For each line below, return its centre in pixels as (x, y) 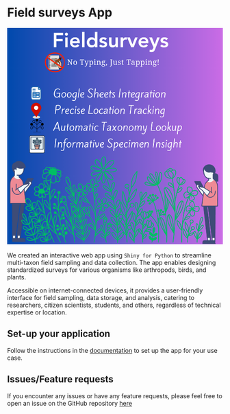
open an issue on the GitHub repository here (69, 403)
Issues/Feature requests (61, 379)
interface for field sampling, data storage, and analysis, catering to (101, 297)
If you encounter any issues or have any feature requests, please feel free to (115, 395)
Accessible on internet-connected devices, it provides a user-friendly (105, 290)
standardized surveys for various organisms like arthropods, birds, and (107, 270)
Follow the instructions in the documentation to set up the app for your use (112, 350)
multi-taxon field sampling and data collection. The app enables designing (112, 262)
